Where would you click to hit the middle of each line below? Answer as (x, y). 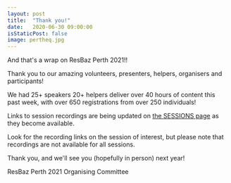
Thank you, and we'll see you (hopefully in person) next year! (96, 158)
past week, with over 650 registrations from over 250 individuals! (102, 102)
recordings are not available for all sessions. (71, 144)
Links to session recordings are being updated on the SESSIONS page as (113, 116)
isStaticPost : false (38, 33)
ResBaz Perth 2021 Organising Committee (68, 172)
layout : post (26, 14)
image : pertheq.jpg (36, 40)
